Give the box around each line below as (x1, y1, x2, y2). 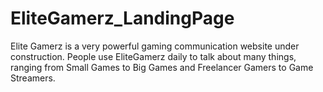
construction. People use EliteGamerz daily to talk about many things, (10, 50, 297, 62)
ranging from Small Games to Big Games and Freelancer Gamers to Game (10, 61, 314, 73)
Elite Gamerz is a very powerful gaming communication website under (10, 40, 300, 52)
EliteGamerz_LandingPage (10, 7, 235, 30)
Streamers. (10, 72, 56, 84)
